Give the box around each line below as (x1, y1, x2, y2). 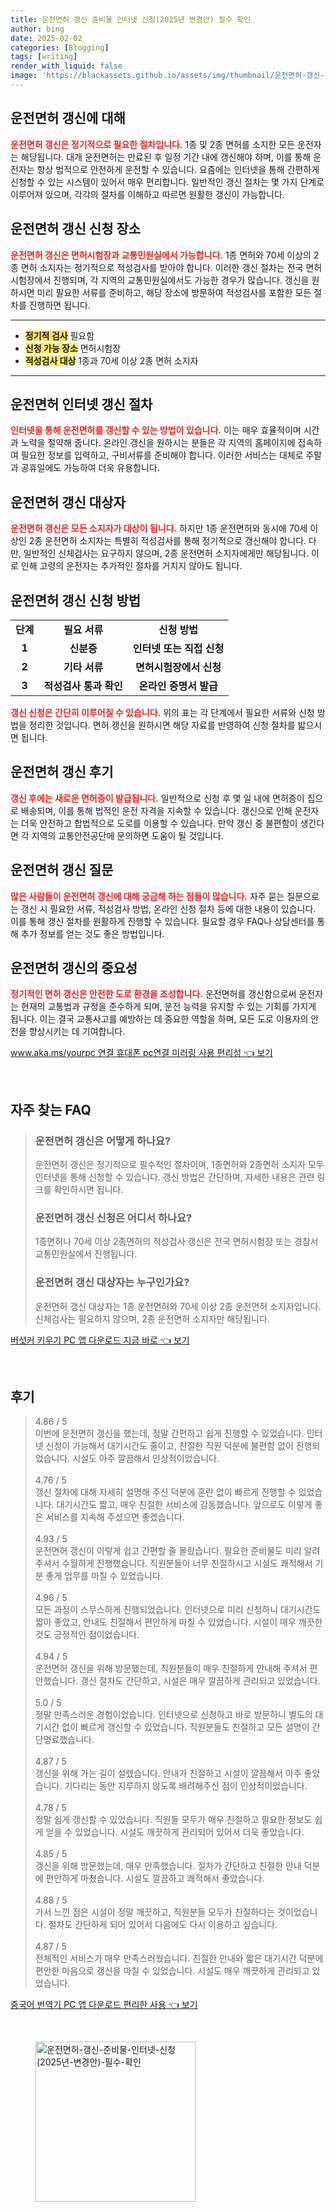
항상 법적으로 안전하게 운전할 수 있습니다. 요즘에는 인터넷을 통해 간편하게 (36, 163, 320, 175)
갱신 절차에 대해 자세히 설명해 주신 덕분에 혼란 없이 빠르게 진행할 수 (34, 1486, 297, 1498)
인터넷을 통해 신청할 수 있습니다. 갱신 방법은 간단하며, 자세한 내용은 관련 (34, 1171, 315, 1183)
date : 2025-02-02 (10, 33, 83, 43)
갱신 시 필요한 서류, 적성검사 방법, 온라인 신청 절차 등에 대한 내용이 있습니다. (20, 902, 317, 915)
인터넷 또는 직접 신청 (132, 641, 225, 655)
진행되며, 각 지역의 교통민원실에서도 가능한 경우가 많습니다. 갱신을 (53, 274, 310, 286)
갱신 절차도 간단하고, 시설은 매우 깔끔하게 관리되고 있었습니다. (80, 1675, 321, 1687)
